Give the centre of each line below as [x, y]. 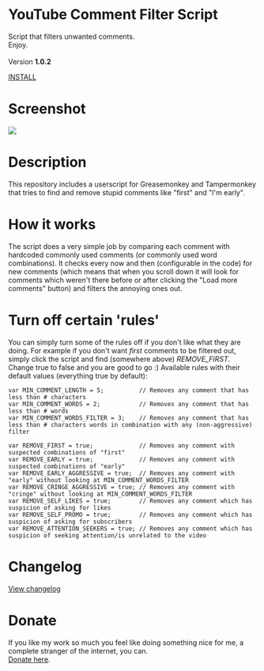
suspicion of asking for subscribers [70, 522]
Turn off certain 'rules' [84, 320]
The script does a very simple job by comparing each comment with [119, 246]
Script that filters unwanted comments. [72, 36]
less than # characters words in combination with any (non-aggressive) [130, 424]
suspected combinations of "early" [67, 466]
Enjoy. [18, 44]
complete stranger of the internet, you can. [78, 650]
